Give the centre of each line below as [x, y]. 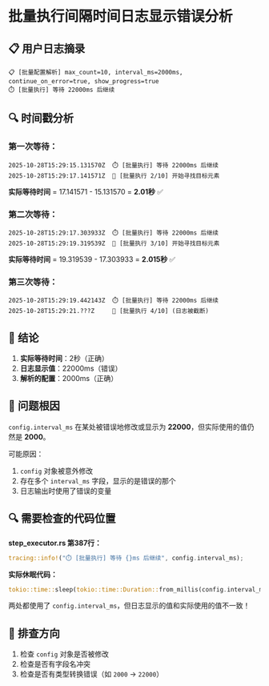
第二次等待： [33, 215]
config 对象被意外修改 [56, 471]
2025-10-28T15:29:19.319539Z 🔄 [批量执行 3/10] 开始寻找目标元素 [114, 243]
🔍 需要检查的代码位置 [62, 518]
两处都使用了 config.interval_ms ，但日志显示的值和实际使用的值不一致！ [129, 606]
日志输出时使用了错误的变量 [66, 491]
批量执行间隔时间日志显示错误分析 [121, 16]
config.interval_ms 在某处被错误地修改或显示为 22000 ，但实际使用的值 [128, 427]
